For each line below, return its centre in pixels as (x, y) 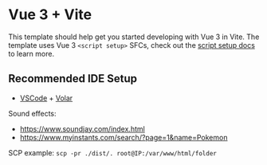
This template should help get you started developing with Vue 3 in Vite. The (134, 37)
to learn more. (31, 53)
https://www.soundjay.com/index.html (82, 128)
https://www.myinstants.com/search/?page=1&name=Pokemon (124, 137)
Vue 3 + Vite (50, 15)
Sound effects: (33, 113)
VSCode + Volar (46, 98)
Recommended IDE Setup (73, 79)
